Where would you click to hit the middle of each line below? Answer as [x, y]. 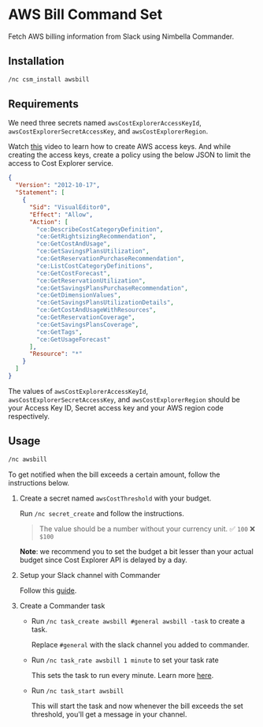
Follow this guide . [48, 590]
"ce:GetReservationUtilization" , [91, 281]
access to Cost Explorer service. [61, 163]
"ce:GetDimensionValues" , [79, 295]
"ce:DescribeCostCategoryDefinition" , [100, 229]
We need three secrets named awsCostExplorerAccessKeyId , [105, 123]
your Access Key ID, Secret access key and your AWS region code [116, 407]
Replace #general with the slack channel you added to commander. [140, 644]
